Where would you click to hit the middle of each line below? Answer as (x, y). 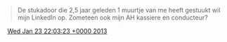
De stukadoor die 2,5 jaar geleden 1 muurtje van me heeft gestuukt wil (119, 10)
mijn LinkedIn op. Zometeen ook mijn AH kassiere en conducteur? (113, 17)
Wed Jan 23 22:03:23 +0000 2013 (57, 31)
